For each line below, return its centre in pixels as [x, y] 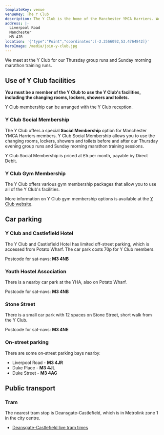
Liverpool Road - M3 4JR [38, 362]
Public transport [30, 388]
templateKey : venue [25, 10]
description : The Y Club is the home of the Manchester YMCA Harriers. [79, 19]
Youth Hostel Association [36, 271]
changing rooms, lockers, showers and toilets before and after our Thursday [82, 141]
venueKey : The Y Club [27, 14]
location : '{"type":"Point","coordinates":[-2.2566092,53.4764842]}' [77, 42]
